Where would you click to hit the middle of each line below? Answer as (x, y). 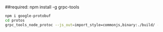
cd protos (15, 20)
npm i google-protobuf (28, 16)
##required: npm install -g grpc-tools (42, 7)
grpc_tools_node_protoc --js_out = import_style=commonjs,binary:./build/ (80, 25)
